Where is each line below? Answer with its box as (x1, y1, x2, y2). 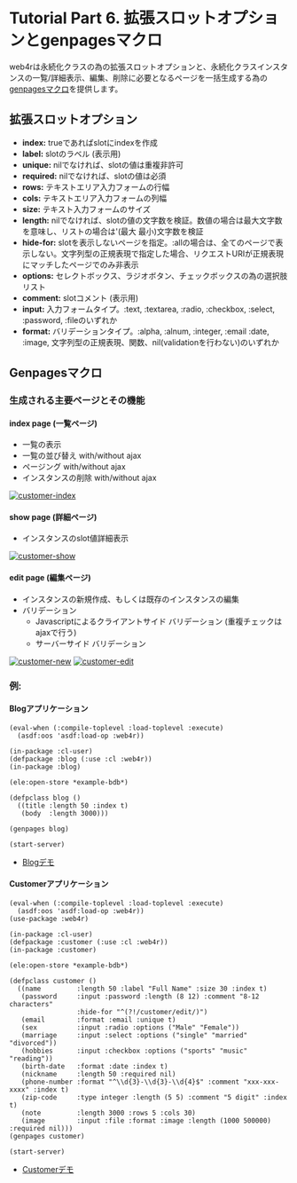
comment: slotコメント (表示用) (21, 292, 139, 303)
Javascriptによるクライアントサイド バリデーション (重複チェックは (35, 616, 282, 627)
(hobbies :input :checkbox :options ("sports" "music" (20, 1046, 248, 1055)
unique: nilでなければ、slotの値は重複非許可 (21, 159, 184, 170)
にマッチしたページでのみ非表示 (21, 259, 139, 270)
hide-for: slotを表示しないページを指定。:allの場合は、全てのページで (21, 237, 277, 248)
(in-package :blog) (9, 762, 82, 771)
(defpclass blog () (9, 793, 82, 802)
